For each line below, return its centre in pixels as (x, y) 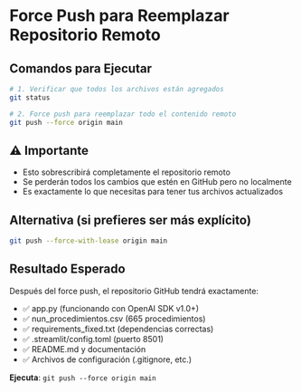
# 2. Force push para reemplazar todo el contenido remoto (123, 114)
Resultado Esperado (67, 269)
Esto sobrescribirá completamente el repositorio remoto (126, 172)
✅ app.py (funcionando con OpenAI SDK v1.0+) (111, 308)
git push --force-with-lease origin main (89, 241)
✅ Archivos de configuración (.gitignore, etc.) (107, 359)
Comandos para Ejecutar (80, 68)
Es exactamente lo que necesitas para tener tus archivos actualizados (152, 192)
